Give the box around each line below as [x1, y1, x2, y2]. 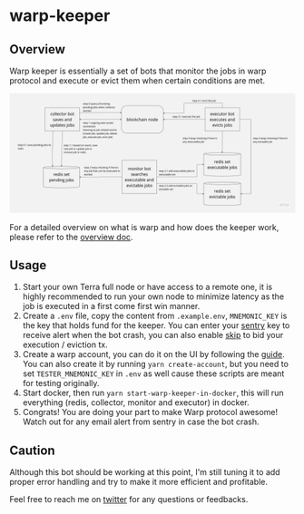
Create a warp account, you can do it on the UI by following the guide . [22, 349, 285, 360]
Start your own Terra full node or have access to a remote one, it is [22, 282, 273, 293]
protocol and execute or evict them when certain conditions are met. [9, 75, 266, 86]
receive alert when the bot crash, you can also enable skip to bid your [22, 330, 284, 341]
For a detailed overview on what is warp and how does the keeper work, [9, 221, 279, 232]
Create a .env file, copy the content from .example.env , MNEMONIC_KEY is [22, 310, 288, 322]
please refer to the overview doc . [9, 231, 133, 242]
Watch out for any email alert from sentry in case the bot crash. [22, 416, 260, 427]
